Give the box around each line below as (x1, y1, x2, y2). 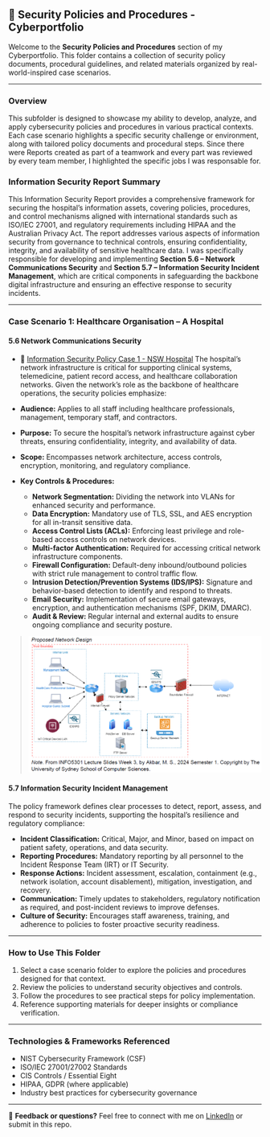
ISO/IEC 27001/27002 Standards (19, 1062, 128, 1072)
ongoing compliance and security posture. (31, 620, 173, 630)
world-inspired (8, 68, 58, 77)
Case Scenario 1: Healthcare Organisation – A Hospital (8, 316, 224, 327)
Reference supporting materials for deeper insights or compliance (19, 999, 239, 1009)
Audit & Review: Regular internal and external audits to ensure (31, 611, 239, 621)
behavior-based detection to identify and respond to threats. (31, 585, 233, 595)
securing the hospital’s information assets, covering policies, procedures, (8, 203, 251, 213)
